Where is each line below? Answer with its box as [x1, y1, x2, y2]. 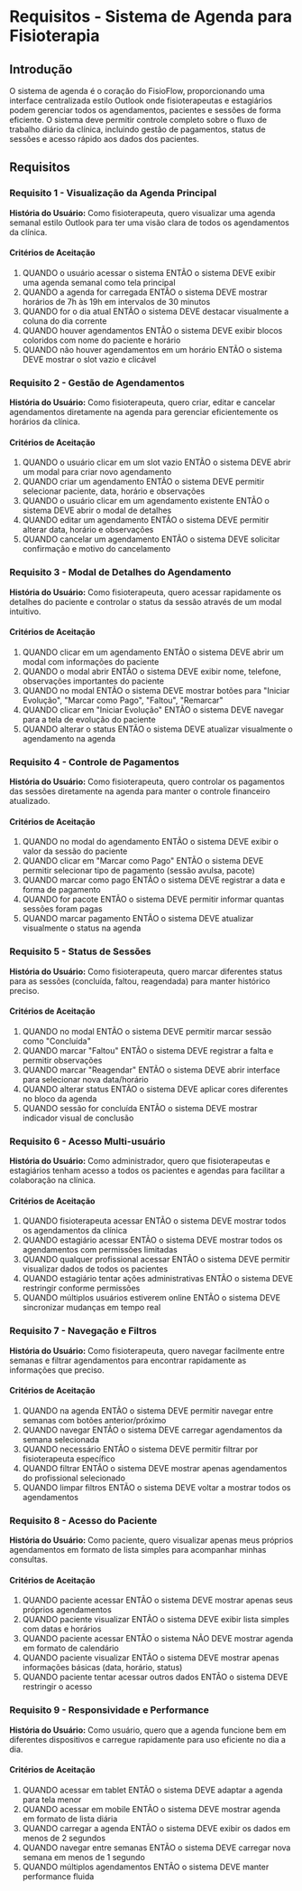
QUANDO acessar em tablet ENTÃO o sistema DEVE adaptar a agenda [22, 1784, 284, 1795]
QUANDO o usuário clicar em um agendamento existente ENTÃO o [22, 496, 270, 506]
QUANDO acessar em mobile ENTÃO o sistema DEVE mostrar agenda [22, 1803, 281, 1814]
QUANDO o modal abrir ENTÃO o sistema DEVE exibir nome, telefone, [22, 666, 282, 676]
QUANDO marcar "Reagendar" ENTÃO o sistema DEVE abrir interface [22, 1064, 281, 1075]
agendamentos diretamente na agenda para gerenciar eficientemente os [9, 407, 279, 418]
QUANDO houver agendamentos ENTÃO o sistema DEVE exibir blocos [22, 325, 283, 336]
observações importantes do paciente [22, 676, 165, 686]
